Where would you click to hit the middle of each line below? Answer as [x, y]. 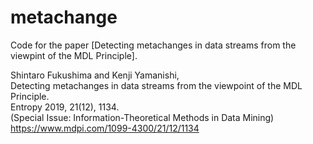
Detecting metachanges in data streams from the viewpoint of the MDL [156, 85]
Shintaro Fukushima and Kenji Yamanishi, [95, 75]
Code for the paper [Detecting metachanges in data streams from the [153, 45]
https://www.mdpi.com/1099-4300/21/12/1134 [105, 128]
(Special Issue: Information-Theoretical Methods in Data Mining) [142, 117]
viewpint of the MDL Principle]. [74, 55]
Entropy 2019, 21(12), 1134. [65, 107]
